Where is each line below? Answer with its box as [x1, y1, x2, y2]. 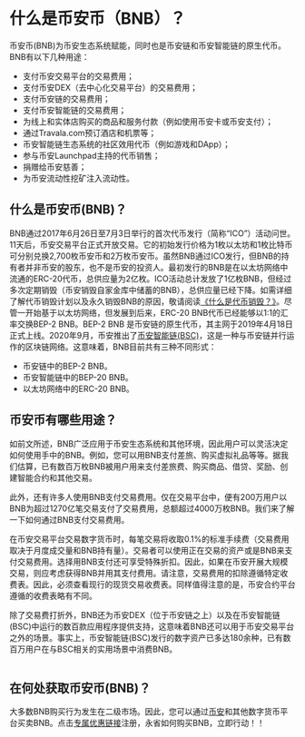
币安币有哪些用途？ [9, 412, 117, 427]
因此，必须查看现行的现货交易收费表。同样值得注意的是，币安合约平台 [33, 578, 296, 590]
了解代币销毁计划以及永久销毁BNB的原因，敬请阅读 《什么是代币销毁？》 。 [9, 296, 284, 307]
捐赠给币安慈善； [22, 161, 87, 172]
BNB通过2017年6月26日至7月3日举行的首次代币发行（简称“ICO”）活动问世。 [9, 228, 296, 239]
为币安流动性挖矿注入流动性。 [22, 172, 134, 183]
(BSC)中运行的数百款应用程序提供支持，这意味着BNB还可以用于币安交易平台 [9, 621, 295, 632]
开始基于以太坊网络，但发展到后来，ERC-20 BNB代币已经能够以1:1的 [25, 307, 281, 318]
